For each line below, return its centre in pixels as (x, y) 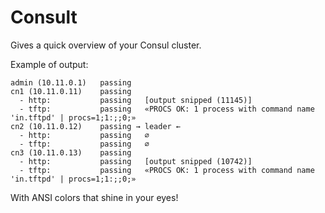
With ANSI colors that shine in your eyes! (94, 197)
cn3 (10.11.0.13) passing (71, 152)
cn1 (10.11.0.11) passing (71, 91)
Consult (44, 17)
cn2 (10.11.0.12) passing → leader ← (96, 126)
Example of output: (49, 64)
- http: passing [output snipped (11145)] (136, 100)
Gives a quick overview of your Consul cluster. (106, 45)
